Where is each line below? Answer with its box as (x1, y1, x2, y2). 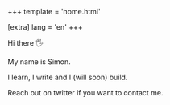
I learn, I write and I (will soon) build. (7, 72, 128, 82)
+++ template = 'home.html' (7, 7, 102, 16)
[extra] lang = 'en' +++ (7, 22, 84, 31)
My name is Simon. (7, 57, 72, 67)
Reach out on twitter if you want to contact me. (7, 88, 164, 97)
